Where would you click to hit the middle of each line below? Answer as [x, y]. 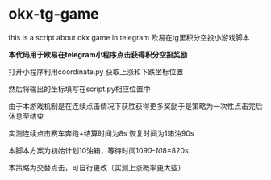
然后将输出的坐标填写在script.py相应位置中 [79, 89]
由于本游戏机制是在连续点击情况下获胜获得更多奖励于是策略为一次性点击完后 [135, 106]
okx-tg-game [54, 14]
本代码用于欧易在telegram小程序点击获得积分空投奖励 [98, 54]
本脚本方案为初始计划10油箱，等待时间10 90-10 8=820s [98, 150]
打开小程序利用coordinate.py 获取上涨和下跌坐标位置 [96, 71]
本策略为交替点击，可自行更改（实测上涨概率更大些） [97, 167]
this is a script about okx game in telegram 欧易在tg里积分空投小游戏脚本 [129, 37]
